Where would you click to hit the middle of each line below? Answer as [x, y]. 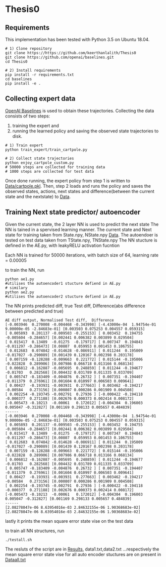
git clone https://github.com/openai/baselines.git [59, 57]
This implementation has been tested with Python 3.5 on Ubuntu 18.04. [77, 39]
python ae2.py [20, 292]
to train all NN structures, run [35, 531]
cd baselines [19, 79]
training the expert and [36, 125]
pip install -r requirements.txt [40, 75]
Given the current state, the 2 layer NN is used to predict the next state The [82, 224]
